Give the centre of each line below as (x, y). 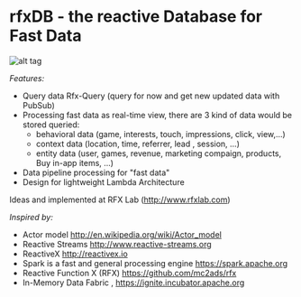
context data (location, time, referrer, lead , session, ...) (138, 144)
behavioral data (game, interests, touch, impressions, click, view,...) (160, 134)
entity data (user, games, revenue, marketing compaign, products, (159, 153)
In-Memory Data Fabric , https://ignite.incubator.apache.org (133, 283)
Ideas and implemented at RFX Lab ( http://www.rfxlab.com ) (120, 200)
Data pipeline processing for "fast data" (96, 172)
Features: (27, 78)
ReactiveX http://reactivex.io (75, 254)
